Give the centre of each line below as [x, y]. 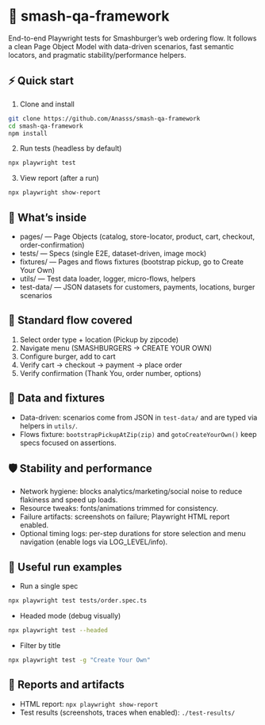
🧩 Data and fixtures [57, 399]
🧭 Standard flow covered [71, 320]
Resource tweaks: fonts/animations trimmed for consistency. [119, 508]
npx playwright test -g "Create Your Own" [79, 660]
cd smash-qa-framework [46, 126]
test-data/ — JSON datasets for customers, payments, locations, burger [137, 287]
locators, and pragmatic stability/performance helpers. [97, 55]
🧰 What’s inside [48, 217]
